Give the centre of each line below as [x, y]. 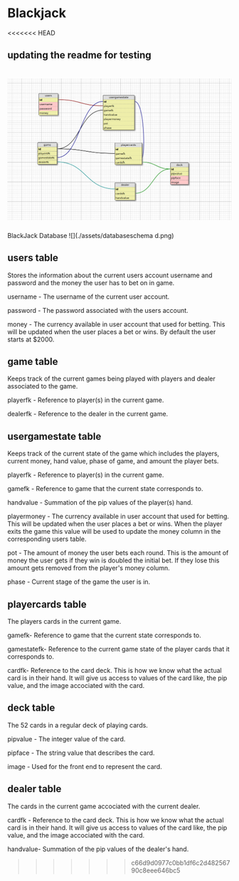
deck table [31, 708]
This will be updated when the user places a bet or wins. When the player [115, 524]
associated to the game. [43, 386]
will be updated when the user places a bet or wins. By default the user [112, 331]
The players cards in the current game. [64, 621]
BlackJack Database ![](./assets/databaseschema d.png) [91, 235]
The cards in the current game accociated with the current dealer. [104, 806]
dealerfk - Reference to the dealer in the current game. [88, 414]
